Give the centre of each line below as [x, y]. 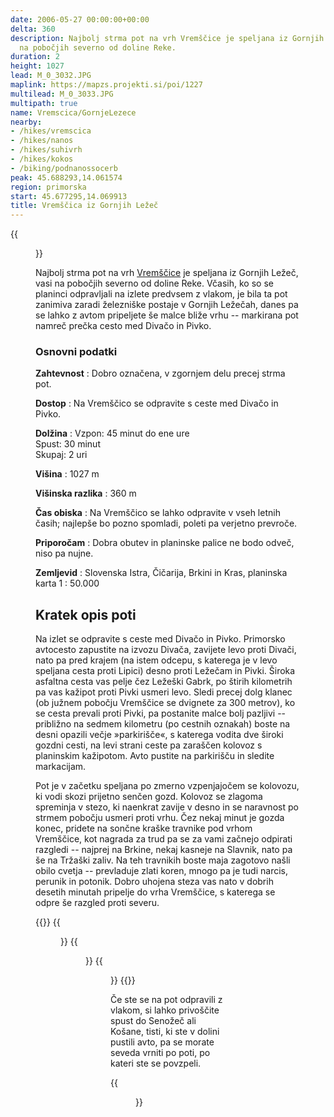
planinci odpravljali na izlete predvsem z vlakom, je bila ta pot [161, 294]
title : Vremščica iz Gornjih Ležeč [84, 206]
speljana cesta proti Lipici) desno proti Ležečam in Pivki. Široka [165, 671]
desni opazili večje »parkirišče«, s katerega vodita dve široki [159, 735]
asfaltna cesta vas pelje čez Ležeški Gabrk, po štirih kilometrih [164, 682]
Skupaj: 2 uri [61, 455]
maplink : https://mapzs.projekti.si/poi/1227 [106, 85]
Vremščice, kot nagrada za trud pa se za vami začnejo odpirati [164, 839]
